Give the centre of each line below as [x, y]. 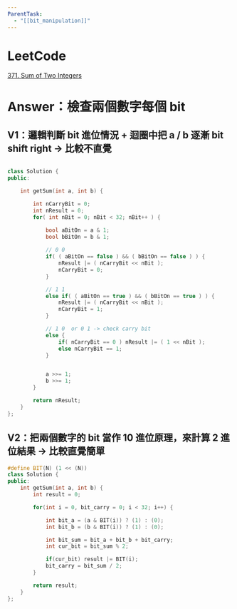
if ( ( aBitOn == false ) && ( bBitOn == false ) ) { [125, 257]
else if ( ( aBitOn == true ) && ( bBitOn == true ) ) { [130, 296]
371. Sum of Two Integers [44, 76]
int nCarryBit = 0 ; [62, 204]
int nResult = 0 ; [58, 210]
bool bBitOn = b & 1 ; [78, 237]
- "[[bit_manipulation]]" [52, 21]
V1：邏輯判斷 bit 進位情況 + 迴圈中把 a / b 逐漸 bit [116, 135]
